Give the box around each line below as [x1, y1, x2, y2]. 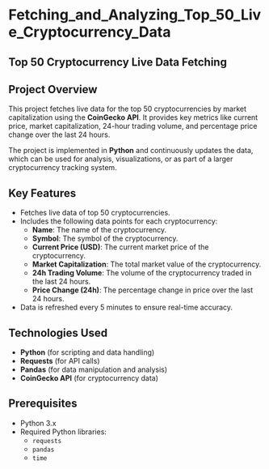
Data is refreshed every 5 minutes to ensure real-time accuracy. [19, 302, 233, 313]
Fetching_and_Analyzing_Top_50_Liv [8, 6, 262, 24]
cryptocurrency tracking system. [8, 163, 117, 173]
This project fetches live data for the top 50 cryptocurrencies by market [8, 104, 247, 114]
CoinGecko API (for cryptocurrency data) [19, 373, 159, 383]
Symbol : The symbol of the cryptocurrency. [32, 233, 179, 244]
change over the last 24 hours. [8, 130, 111, 139]
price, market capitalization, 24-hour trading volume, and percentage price [8, 122, 258, 131]
